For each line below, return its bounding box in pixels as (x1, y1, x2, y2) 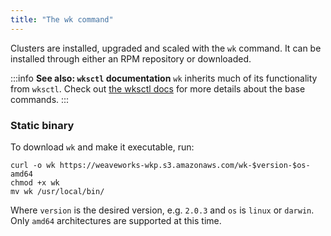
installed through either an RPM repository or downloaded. (10, 52, 252, 65)
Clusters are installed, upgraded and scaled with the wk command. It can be (10, 42, 322, 54)
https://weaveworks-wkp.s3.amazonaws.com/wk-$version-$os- (59, 160, 311, 170)
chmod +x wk (10, 177, 60, 188)
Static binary (10, 118, 75, 132)
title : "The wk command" (10, 14, 114, 25)
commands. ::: (10, 93, 70, 105)
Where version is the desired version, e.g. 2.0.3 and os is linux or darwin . (10, 204, 315, 216)
